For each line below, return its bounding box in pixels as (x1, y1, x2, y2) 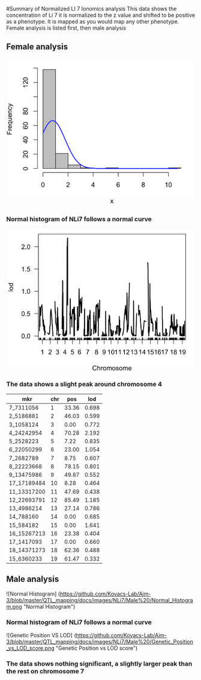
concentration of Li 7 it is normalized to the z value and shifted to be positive (6, 11, 196, 19)
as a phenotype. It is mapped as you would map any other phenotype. (6, 18, 179, 25)
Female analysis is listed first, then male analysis (6, 24, 127, 31)
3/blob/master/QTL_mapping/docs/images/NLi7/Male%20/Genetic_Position (6, 638, 193, 646)
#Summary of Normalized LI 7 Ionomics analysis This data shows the (6, 5, 177, 12)
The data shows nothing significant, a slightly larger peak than (6, 660, 193, 668)
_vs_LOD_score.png (6, 644, 55, 652)
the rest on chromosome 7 (6, 667, 85, 676)
